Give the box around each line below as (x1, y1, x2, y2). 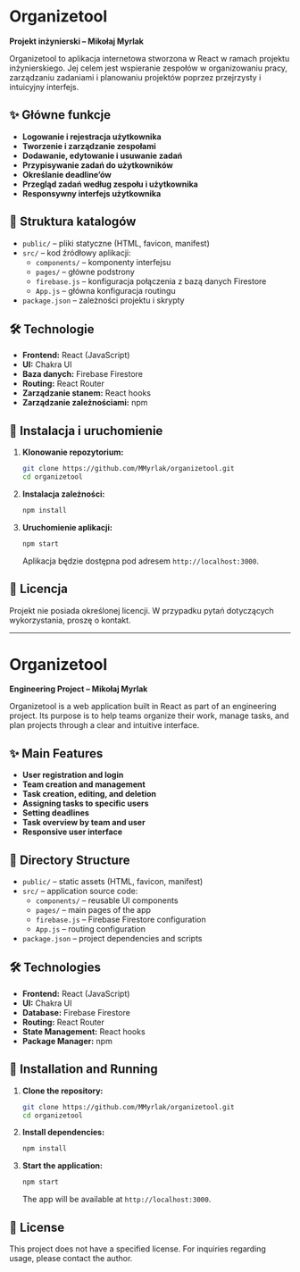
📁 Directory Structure (9, 852, 131, 867)
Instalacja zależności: (21, 489, 105, 499)
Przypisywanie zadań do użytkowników (21, 159, 174, 171)
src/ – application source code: (21, 886, 138, 897)
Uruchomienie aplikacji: (21, 522, 113, 532)
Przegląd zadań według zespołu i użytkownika (21, 179, 198, 189)
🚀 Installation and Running (9, 1061, 158, 1077)
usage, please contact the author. (9, 1253, 133, 1263)
